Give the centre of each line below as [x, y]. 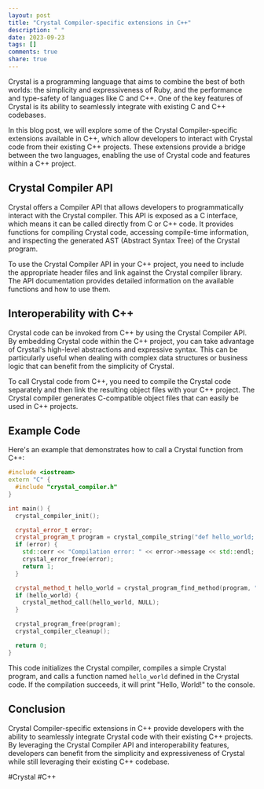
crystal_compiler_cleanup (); [63, 632]
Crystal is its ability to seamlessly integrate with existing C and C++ [117, 106]
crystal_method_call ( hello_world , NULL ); [91, 603]
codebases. [27, 115]
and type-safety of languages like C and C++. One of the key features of [126, 98]
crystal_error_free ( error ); [68, 559]
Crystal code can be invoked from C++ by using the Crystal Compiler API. [128, 332]
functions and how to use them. [60, 289]
